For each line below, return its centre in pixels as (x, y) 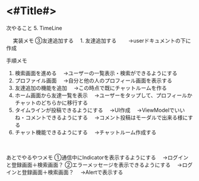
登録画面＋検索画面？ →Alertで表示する (72, 172)
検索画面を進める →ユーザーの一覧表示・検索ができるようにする (96, 73)
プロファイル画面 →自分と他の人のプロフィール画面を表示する (93, 80)
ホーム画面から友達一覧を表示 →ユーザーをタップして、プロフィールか (103, 95)
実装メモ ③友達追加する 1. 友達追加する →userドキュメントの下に (102, 40)
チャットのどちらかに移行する (51, 102)
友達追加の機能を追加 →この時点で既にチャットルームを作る (91, 88)
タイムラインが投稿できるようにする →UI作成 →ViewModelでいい (100, 110)
